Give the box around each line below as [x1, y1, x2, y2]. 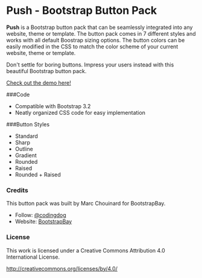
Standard [14, 132, 38, 140]
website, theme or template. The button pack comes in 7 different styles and [6, 30, 196, 37]
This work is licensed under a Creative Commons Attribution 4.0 [6, 247, 166, 254]
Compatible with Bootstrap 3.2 [14, 102, 91, 109]
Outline [14, 145, 33, 152]
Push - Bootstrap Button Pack [6, 4, 157, 18]
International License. [6, 253, 60, 260]
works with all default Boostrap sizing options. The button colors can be [6, 36, 185, 44]
